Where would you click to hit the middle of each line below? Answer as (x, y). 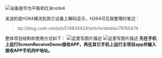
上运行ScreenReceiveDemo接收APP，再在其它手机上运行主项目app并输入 (81, 44)
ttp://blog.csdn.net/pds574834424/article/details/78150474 (78, 28)
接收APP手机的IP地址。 (29, 50)
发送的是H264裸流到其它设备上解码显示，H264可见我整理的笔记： (73, 19)
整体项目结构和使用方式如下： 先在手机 (81, 38)
